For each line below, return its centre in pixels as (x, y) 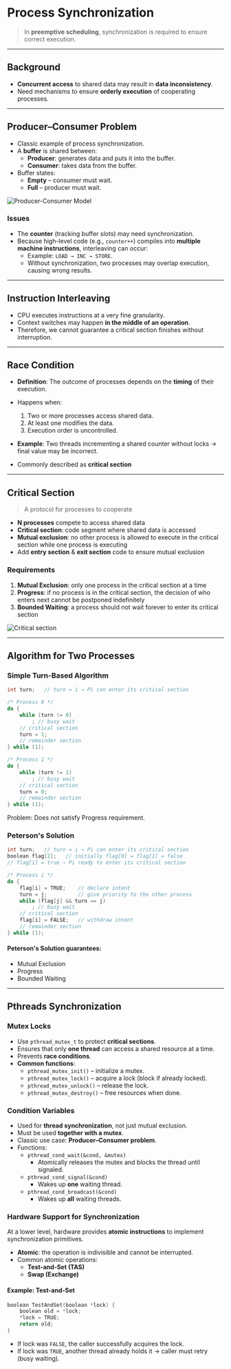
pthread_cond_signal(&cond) (67, 1178)
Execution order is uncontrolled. (73, 431)
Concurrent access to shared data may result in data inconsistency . (115, 83)
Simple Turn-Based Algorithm (58, 676)
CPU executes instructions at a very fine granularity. (91, 315)
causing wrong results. (60, 270)
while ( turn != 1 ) (46, 772)
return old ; (36, 1324)
